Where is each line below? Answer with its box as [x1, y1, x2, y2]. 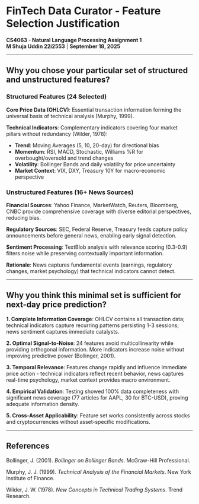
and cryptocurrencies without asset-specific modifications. [6, 418, 151, 425]
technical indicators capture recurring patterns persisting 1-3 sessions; [6, 322, 179, 329]
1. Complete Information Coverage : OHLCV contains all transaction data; [6, 315, 185, 322]
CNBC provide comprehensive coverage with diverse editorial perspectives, [6, 208, 191, 215]
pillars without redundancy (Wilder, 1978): [6, 130, 108, 137]
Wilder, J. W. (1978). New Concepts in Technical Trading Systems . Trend [6, 486, 183, 493]
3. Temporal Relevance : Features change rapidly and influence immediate [6, 363, 188, 370]
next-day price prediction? [6, 300, 107, 310]
